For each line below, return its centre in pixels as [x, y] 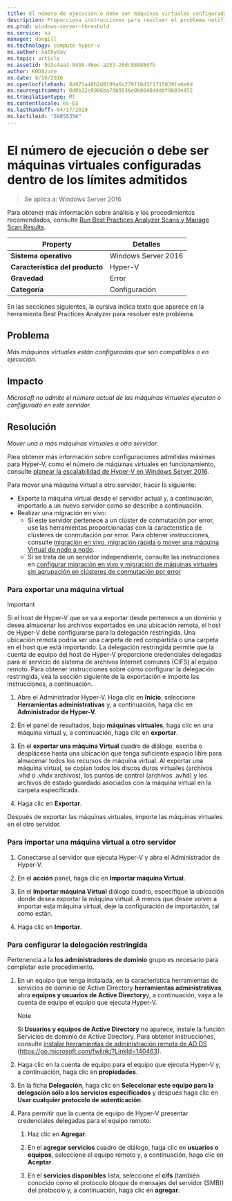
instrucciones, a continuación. [50, 684]
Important [21, 604]
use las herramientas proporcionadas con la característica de [115, 528]
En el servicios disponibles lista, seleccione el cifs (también [114, 1175]
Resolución [32, 426]
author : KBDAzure [32, 71]
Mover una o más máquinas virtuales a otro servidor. [83, 443]
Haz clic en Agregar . [57, 1134]
